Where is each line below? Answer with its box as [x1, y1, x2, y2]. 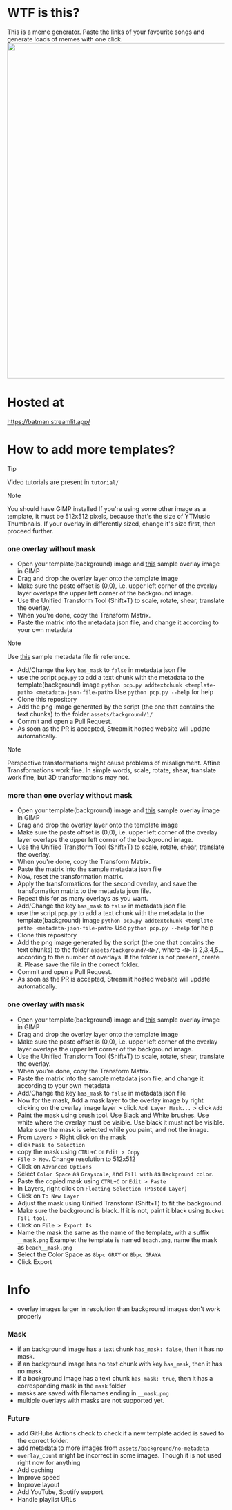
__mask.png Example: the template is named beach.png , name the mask [17, 1235, 217, 1244]
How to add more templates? [7, 442, 175, 457]
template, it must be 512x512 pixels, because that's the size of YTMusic [7, 512, 211, 520]
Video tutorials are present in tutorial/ [7, 478, 119, 486]
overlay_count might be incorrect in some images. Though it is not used [17, 1451, 222, 1460]
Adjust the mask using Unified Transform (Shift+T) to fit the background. [17, 1198, 223, 1207]
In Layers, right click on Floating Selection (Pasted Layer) [17, 1184, 188, 1192]
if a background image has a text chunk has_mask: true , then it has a [17, 1374, 213, 1382]
